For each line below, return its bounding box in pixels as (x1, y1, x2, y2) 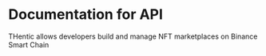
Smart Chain (8, 39, 50, 49)
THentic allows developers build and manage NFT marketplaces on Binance (8, 32, 258, 41)
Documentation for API (8, 6, 164, 24)
